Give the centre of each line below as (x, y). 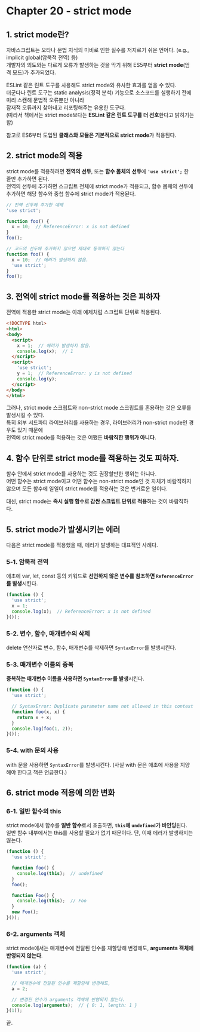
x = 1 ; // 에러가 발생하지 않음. (54, 345)
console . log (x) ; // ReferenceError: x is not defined (81, 611)
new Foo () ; (25, 912)
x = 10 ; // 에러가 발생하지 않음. (50, 260)
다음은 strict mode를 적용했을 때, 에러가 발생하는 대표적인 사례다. (82, 545)
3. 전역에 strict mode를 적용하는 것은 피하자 (83, 297)
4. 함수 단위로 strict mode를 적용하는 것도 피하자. (93, 458)
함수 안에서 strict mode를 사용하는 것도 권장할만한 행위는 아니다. (81, 474)
